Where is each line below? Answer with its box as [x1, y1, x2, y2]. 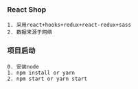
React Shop [7, 5, 47, 14]
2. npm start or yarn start [7, 75, 88, 82]
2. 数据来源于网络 [7, 29, 53, 36]
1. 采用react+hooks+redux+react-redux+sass [7, 22, 132, 29]
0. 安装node [7, 63, 39, 70]
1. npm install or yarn [7, 69, 76, 76]
